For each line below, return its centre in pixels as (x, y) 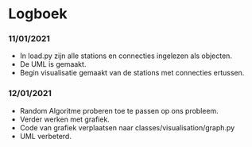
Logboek (38, 14)
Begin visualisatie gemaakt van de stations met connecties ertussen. (132, 73)
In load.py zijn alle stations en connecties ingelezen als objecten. (126, 56)
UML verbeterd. (45, 136)
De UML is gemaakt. (53, 64)
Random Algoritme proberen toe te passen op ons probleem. (119, 110)
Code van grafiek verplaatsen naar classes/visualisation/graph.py (127, 127)
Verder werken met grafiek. (64, 119)
